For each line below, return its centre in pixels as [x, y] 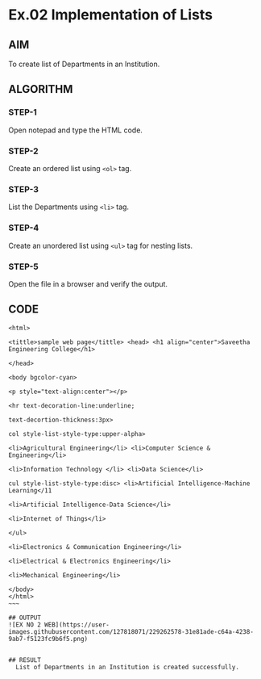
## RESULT [25, 660]
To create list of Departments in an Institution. [84, 64]
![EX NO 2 [25, 625]
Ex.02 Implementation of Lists [111, 15]
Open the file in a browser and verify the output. [88, 283]
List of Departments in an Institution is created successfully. [128, 667]
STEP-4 [24, 228]
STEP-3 [23, 189]
